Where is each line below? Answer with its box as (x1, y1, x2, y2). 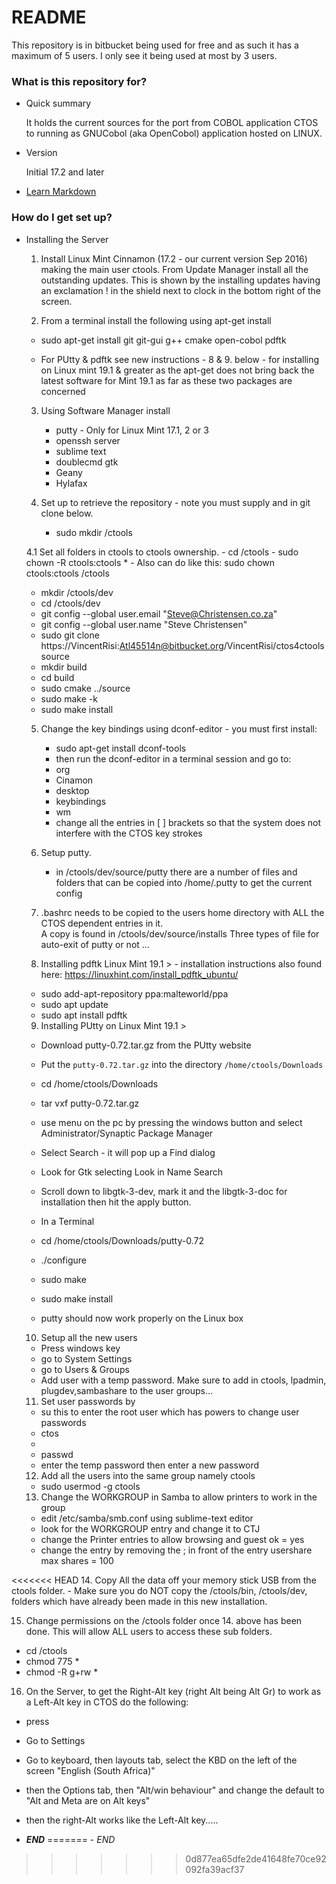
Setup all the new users (40, 1331, 138, 1343)
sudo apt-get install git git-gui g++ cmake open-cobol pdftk (40, 334, 287, 346)
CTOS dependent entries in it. (40, 917, 164, 929)
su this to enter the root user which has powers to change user (40, 1406, 300, 1418)
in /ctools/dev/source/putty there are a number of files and (55, 866, 298, 878)
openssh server (55, 434, 121, 446)
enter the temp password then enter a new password (40, 1459, 260, 1471)
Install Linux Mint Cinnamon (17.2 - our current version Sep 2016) (40, 252, 308, 265)
